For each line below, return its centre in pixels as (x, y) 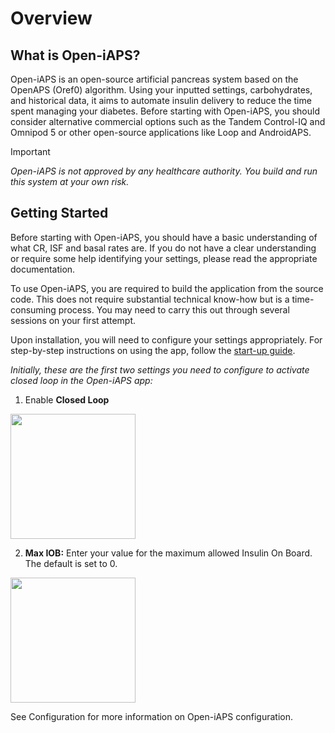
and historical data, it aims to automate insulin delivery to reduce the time (161, 100)
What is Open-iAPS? (75, 55)
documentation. (43, 269)
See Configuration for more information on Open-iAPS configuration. (152, 716)
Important (30, 151)
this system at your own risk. (70, 181)
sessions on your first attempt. (73, 320)
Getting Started (59, 213)
